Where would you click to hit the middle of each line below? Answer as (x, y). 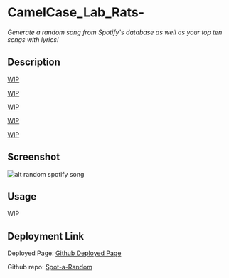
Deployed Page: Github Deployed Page (64, 253)
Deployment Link (46, 236)
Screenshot (34, 157)
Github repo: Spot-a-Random (50, 267)
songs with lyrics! (33, 39)
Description (34, 62)
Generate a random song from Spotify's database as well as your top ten (115, 32)
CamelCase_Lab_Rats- (76, 12)
